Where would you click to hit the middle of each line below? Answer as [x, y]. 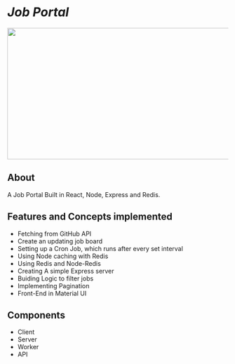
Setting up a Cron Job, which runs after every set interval [100, 248]
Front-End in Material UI [52, 293]
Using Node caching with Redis [63, 256]
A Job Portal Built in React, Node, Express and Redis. [84, 194]
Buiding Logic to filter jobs [55, 278]
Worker [28, 347]
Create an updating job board [60, 241]
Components [36, 315]
